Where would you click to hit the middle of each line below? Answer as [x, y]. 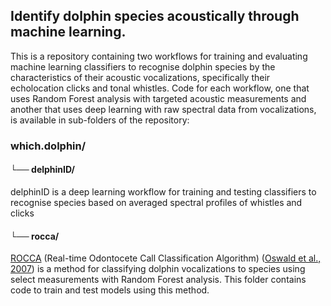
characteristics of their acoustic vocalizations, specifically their [140, 77]
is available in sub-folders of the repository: [100, 120]
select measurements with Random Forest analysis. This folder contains [158, 280]
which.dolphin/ [48, 146]
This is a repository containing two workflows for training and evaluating [159, 56]
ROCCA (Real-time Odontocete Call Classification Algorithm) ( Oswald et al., [166, 258]
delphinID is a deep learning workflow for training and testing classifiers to [163, 191]
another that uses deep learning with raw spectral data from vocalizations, [163, 109]
